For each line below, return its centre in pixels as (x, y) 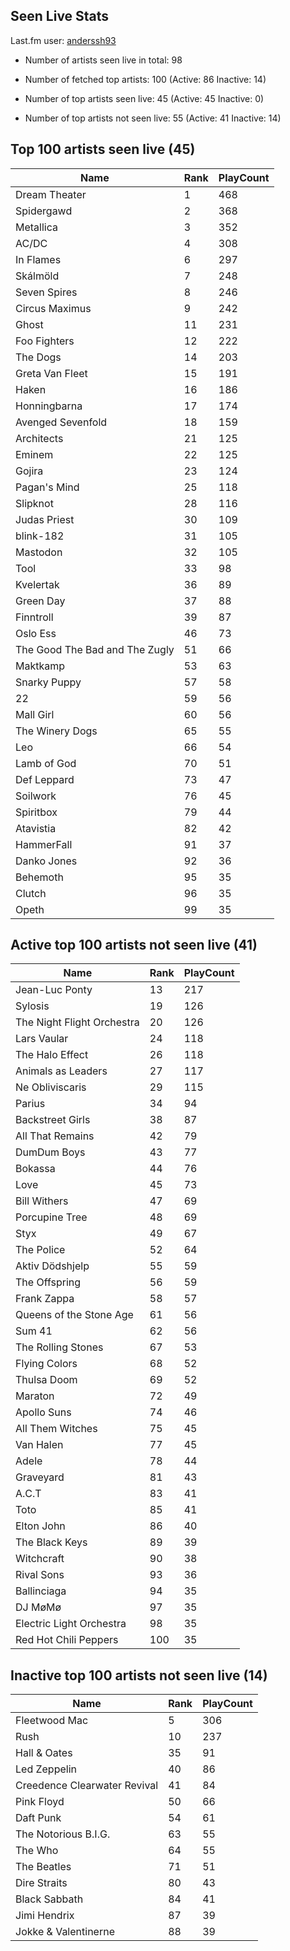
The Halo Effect (52, 1055)
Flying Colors (46, 1364)
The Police (40, 1250)
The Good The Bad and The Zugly (95, 649)
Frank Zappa (45, 1299)
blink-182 (40, 536)
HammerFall (44, 844)
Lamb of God (46, 763)
